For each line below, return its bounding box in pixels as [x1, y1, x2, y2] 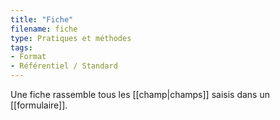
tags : [10, 42, 33, 53]
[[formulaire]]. [10, 99, 68, 111]
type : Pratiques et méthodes [10, 33, 132, 43]
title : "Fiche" [10, 14, 74, 25]
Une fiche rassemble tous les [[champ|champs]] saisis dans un [10, 89, 270, 100]
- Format [10, 52, 47, 62]
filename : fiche [10, 24, 78, 34]
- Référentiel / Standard [10, 61, 118, 71]
